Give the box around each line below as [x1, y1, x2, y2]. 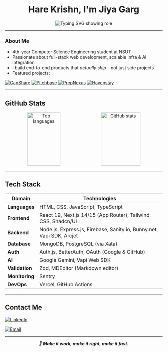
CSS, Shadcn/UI [39, 218, 77, 225]
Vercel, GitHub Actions [39, 281, 93, 288]
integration [12, 59, 35, 66]
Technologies [83, 195, 116, 202]
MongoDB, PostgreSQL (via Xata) [39, 240, 118, 247]
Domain [11, 195, 31, 202]
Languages [7, 203, 35, 210]
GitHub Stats [5, 99, 46, 107]
